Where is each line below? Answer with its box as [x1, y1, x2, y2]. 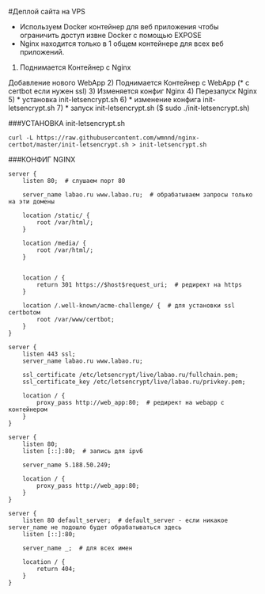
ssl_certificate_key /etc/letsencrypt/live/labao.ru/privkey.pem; [22, 378, 246, 386]
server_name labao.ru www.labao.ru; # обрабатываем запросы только [22, 191, 253, 199]
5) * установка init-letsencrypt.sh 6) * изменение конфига [8, 95, 202, 104]
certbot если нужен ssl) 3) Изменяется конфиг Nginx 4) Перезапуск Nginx [8, 86, 257, 96]
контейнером [8, 406, 47, 413]
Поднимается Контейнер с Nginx [19, 63, 131, 72]
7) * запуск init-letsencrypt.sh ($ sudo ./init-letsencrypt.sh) [56, 103, 251, 112]
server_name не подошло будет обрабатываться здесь [8, 524, 182, 531]
